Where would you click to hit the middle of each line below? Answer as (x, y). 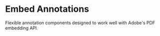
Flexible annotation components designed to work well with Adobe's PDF (80, 23)
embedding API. (22, 28)
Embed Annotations (47, 9)
